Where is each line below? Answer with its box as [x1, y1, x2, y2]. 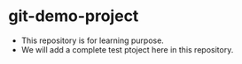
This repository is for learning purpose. [20, 35, 165, 46]
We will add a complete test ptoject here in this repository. [20, 44, 234, 54]
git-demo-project [8, 6, 139, 26]
